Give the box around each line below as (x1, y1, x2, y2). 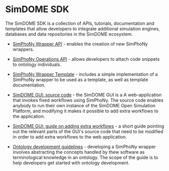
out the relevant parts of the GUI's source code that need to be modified (12, 128, 163, 135)
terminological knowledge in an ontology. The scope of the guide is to (12, 154, 158, 160)
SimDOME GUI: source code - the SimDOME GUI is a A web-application (12, 92, 162, 98)
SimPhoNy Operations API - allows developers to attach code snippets (12, 56, 160, 62)
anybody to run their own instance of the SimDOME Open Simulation (12, 102, 156, 108)
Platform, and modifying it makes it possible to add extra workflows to (12, 108, 158, 114)
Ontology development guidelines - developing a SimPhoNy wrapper (12, 143, 156, 150)
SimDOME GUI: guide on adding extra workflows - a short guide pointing (12, 123, 164, 129)
